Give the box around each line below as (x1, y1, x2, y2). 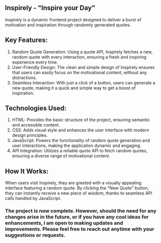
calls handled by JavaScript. (5, 195, 61, 201)
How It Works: (5, 167, 49, 175)
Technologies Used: (5, 104, 67, 113)
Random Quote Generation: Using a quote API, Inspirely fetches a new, (12, 49, 153, 55)
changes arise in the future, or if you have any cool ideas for (5, 213, 149, 220)
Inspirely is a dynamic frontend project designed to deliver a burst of (5, 16, 142, 22)
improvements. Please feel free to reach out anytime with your (5, 226, 155, 232)
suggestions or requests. (5, 232, 66, 239)
